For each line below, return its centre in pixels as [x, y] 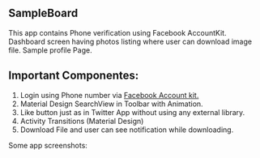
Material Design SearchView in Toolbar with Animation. [112, 104]
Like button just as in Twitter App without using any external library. [132, 112]
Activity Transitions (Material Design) [82, 121]
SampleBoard [43, 13]
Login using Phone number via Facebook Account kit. [109, 95]
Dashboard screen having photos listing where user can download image [130, 41]
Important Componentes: [74, 76]
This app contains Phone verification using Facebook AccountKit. [117, 32]
